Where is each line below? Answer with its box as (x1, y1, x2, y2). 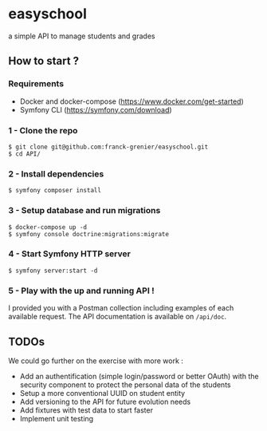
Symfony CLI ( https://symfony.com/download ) (19, 105, 173, 114)
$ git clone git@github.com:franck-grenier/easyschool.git (8, 143, 209, 151)
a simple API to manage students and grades (8, 31, 155, 41)
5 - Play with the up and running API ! (8, 285, 155, 296)
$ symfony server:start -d (8, 267, 98, 275)
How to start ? (8, 54, 80, 68)
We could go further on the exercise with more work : (8, 356, 183, 366)
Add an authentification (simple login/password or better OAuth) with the (19, 371, 259, 381)
